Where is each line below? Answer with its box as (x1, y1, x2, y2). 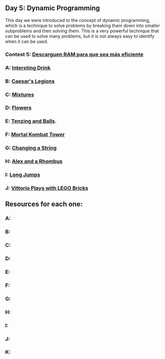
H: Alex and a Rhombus (5, 158, 63, 165)
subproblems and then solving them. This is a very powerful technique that (5, 27, 160, 34)
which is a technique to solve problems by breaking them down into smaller (5, 22, 161, 28)
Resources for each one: (5, 200, 83, 208)
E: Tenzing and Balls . (5, 118, 57, 125)
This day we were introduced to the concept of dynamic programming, (5, 17, 151, 23)
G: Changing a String (5, 145, 57, 152)
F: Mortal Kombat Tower (5, 131, 65, 138)
